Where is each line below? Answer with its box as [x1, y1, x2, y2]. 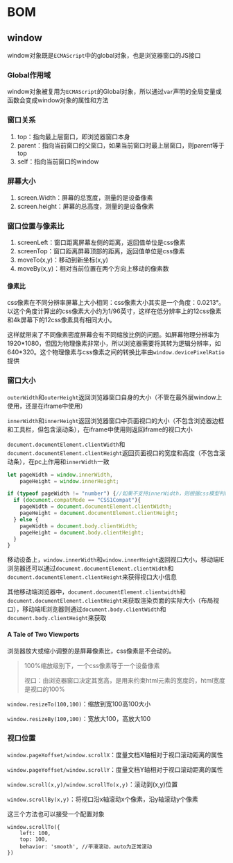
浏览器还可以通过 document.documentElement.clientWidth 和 [7, 564, 174, 573]
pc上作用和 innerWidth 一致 [34, 457, 110, 466]
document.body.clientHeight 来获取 [7, 614, 107, 622]
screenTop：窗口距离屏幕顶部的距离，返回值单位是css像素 [17, 247, 185, 255]
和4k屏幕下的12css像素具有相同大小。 [7, 316, 116, 324]
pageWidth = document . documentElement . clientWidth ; [19, 503, 172, 510]
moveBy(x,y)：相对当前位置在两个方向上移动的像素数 [17, 264, 169, 273]
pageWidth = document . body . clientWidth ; [19, 523, 138, 530]
